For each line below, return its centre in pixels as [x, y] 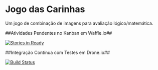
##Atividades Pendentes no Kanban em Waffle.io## [59, 33]
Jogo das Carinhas [45, 9]
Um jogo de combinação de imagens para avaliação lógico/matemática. [79, 23]
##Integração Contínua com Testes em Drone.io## [58, 52]
